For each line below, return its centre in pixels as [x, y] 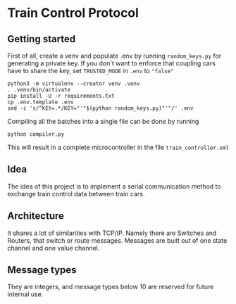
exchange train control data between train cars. [76, 194]
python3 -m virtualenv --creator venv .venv [74, 84]
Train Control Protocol [73, 13]
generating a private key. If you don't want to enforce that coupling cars [112, 63]
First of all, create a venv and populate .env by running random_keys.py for [114, 56]
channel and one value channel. [54, 248]
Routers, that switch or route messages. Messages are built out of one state [117, 240]
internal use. [25, 294]
